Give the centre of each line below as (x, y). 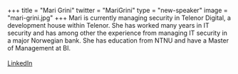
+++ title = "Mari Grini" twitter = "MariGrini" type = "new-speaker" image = (118, 10)
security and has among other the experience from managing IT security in (118, 33)
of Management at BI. (39, 48)
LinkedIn (20, 63)
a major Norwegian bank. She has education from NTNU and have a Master (118, 41)
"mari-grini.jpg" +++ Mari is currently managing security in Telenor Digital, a (119, 18)
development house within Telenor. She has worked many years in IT (108, 25)
